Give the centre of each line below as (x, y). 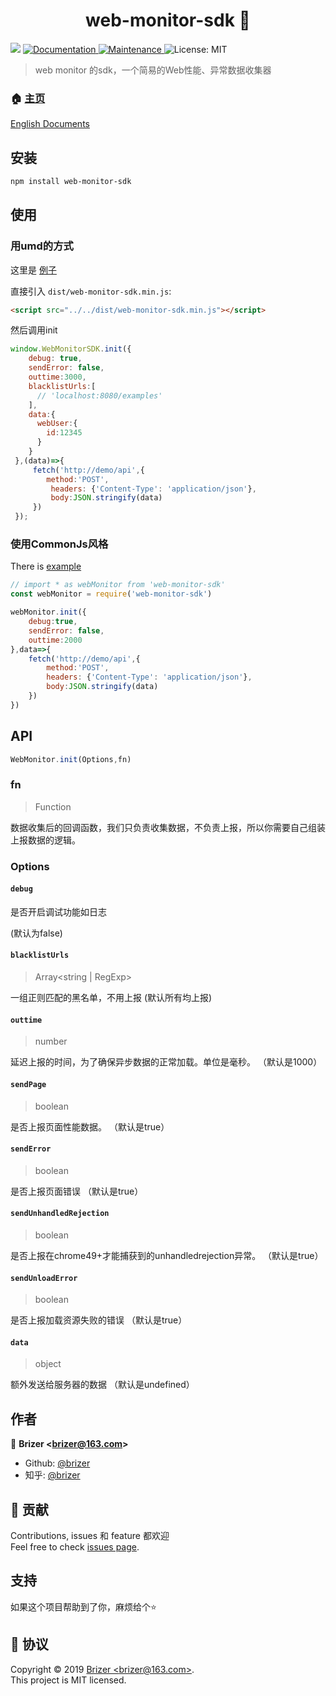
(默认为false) (36, 933)
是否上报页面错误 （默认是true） (77, 1191)
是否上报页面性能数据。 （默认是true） (90, 1126)
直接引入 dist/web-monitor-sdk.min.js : (91, 291)
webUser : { (57, 424)
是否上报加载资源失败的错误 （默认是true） (99, 1320)
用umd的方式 (42, 246)
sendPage (28, 1084)
